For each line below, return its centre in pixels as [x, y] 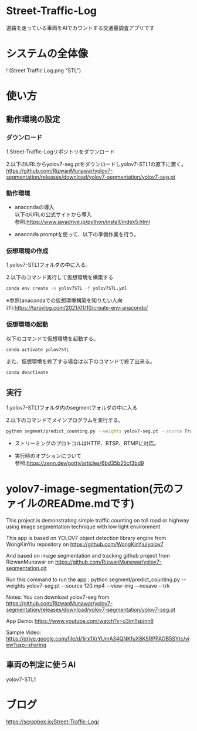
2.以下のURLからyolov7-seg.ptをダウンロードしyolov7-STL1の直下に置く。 [96, 164]
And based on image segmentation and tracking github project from [88, 555]
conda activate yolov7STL [38, 350]
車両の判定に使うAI [41, 665]
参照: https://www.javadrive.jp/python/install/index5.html [82, 222]
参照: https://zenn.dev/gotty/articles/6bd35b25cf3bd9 [79, 463]
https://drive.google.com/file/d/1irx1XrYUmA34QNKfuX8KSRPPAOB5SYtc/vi [98, 638]
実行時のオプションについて [48, 455]
